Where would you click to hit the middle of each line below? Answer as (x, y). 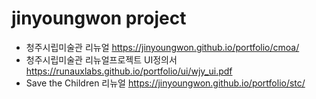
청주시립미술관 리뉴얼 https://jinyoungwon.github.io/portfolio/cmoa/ (162, 47)
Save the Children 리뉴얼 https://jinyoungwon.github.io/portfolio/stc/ (165, 83)
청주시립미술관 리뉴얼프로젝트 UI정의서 (101, 59)
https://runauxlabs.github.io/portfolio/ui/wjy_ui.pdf (129, 71)
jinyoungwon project (99, 18)
